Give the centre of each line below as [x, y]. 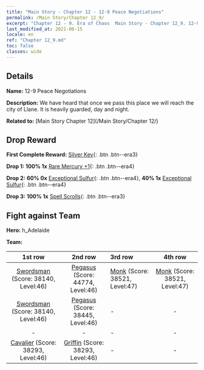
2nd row [84, 257]
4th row [175, 257]
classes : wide [24, 52]
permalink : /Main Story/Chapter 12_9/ [55, 18]
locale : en [20, 35]
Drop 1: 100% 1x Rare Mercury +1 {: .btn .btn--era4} [70, 166]
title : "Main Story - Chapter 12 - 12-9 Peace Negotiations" [85, 12]
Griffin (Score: [84, 343]
